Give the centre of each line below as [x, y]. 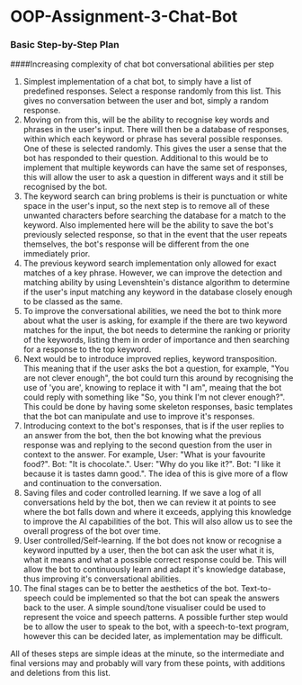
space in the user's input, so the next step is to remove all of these [147, 206]
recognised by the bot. [65, 187]
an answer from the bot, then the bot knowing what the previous [142, 436]
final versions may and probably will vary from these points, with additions [148, 663]
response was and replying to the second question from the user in [147, 445]
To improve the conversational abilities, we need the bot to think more [152, 311]
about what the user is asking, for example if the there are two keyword [155, 320]
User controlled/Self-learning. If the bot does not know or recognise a [152, 541]
